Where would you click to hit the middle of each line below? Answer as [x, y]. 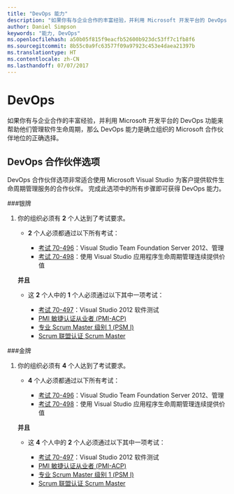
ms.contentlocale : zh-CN [43, 59]
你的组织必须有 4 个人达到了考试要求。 [73, 366]
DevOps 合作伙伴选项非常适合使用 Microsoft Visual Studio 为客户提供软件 [113, 180]
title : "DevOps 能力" [38, 14]
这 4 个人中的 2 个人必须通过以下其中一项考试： [96, 442]
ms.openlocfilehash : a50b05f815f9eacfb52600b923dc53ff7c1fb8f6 [101, 40]
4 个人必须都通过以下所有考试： [74, 380]
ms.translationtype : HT [42, 53]
